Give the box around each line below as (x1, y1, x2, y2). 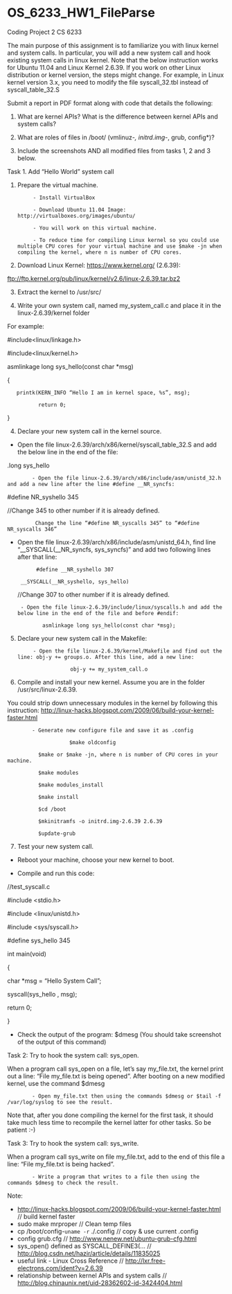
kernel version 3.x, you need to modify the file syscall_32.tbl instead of (7, 78, 209, 86)
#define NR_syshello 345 (7, 492, 79, 501)
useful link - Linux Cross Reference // (17, 1257, 124, 1265)
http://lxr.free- (125, 1257, 166, 1265)
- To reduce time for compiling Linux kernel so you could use (33, 236, 220, 243)
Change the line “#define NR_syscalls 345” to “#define (35, 519, 199, 526)
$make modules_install (37, 782, 104, 788)
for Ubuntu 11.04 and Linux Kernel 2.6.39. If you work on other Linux (7, 63, 202, 71)
